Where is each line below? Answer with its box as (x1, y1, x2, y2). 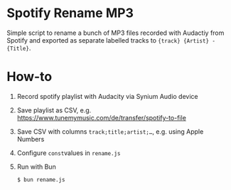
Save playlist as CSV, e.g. (16, 105, 92, 115)
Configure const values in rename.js (16, 148, 121, 157)
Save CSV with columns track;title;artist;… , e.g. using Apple (16, 127, 204, 136)
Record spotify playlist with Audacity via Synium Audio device (16, 92, 198, 100)
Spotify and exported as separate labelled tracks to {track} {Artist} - (6, 36, 216, 44)
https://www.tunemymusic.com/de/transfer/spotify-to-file (16, 113, 186, 122)
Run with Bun (16, 162, 56, 171)
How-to (6, 69, 53, 85)
